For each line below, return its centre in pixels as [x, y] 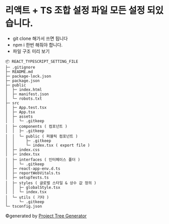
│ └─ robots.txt [24, 98]
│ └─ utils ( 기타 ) [27, 197]
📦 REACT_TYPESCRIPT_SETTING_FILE [42, 61]
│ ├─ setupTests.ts [27, 177]
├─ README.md [19, 72]
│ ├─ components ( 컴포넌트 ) [37, 126]
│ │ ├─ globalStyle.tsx [33, 187]
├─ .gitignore [20, 67]
